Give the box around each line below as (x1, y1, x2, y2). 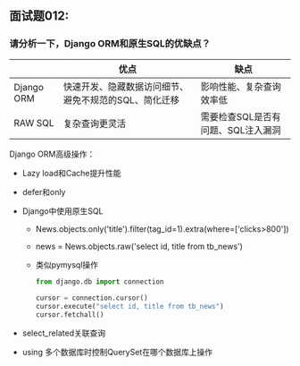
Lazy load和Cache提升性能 (21, 167, 121, 178)
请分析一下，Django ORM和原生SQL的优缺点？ (9, 38, 212, 50)
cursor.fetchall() (35, 311, 104, 319)
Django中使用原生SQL (21, 205, 104, 217)
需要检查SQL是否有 (200, 110, 281, 123)
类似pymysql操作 (35, 259, 99, 270)
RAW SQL (13, 116, 55, 129)
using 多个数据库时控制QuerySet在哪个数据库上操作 (21, 347, 212, 358)
